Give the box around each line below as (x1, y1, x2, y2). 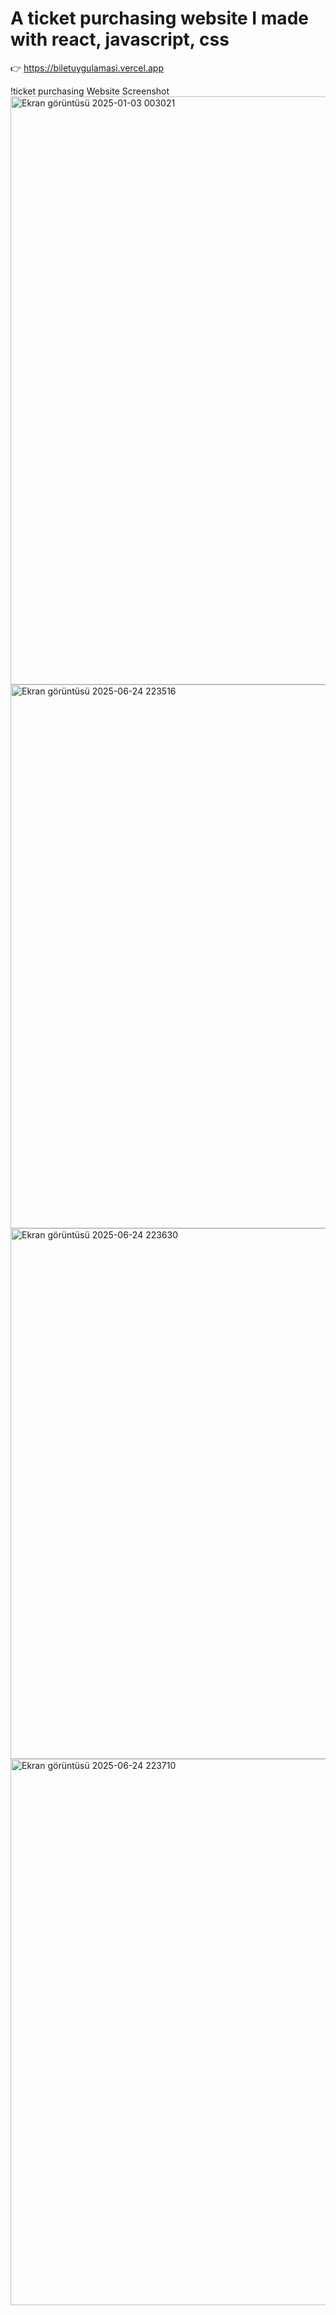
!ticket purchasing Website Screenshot (10, 85, 170, 97)
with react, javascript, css (10, 28, 230, 51)
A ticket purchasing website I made (10, 7, 309, 30)
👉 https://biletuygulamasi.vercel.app (10, 62, 164, 74)
